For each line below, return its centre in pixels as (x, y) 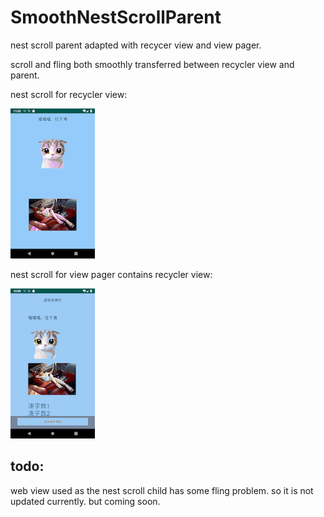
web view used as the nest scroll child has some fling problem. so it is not (162, 490)
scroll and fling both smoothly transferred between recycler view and (152, 64)
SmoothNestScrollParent (116, 17)
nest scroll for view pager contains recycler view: (111, 274)
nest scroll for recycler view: (69, 94)
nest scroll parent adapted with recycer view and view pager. (136, 45)
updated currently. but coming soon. (85, 501)
